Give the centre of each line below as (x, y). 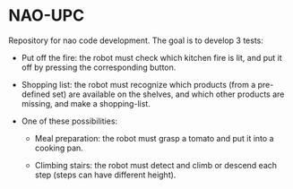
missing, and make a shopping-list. (86, 103)
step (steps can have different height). (105, 175)
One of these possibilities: (69, 121)
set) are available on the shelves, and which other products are (168, 94)
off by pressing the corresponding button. (99, 67)
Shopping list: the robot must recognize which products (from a (138, 84)
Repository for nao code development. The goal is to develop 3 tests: (136, 40)
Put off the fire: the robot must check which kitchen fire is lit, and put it (152, 57)
